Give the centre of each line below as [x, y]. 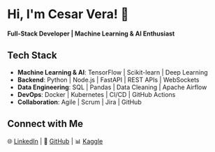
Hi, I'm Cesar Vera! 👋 [68, 14]
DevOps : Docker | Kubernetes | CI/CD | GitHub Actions [96, 94]
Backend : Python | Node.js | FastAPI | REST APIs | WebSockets [108, 79]
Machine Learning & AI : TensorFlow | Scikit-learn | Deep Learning [112, 72]
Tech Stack [32, 55]
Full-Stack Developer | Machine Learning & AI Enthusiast [91, 33]
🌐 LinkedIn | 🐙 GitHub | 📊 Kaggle [55, 141]
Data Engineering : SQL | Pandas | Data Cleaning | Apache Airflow [112, 87]
